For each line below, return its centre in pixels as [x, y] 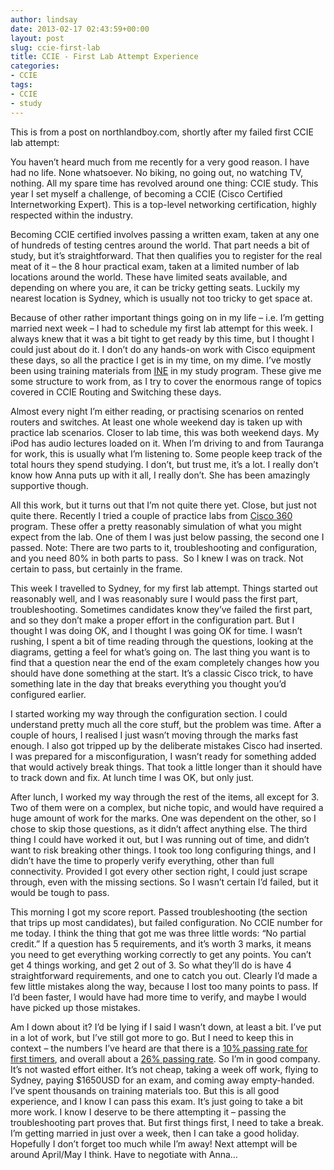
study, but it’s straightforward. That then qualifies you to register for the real [166, 255]
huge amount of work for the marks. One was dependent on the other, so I [163, 818]
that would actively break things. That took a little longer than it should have [166, 767]
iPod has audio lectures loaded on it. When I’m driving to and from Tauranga [167, 443]
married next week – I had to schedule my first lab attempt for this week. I [161, 328]
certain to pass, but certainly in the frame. [96, 568]
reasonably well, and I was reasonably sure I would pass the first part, [154, 598]
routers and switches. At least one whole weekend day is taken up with [156, 422]
